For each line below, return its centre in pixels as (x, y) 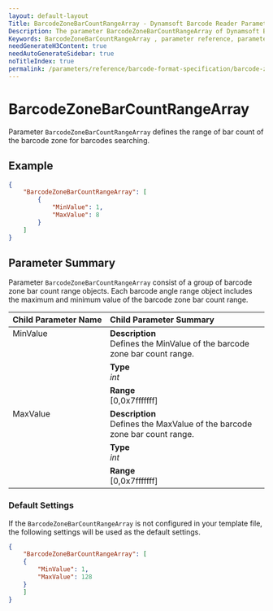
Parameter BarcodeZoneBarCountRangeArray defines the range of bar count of (136, 132)
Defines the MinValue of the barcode (180, 344)
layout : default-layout (49, 16)
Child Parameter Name (57, 320)
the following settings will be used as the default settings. (105, 532)
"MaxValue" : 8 (76, 215)
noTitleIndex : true (41, 62)
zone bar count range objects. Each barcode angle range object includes (130, 291)
